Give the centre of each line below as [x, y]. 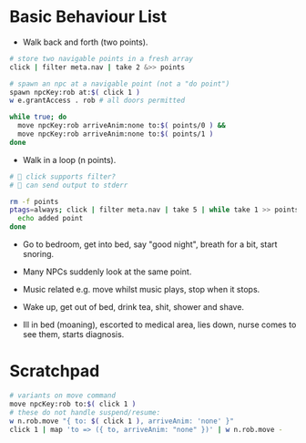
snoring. [38, 254]
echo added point [51, 219]
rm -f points [34, 201]
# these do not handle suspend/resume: [85, 412]
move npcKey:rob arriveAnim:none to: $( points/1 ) [116, 134]
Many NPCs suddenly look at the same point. [107, 272]
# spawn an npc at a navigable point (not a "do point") [120, 84]
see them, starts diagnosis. [73, 335]
